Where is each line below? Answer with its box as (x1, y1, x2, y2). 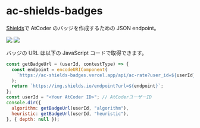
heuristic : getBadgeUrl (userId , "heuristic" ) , (11, 111, 129, 117)
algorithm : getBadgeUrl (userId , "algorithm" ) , (11, 105, 129, 111)
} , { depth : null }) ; (6, 116, 60, 122)
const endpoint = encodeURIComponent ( (11, 66, 108, 72)
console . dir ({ (6, 100, 42, 106)
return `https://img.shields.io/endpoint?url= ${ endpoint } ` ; (11, 83, 164, 89)
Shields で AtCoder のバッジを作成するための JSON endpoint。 (6, 24, 160, 31)
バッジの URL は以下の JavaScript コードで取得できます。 (6, 49, 147, 56)
